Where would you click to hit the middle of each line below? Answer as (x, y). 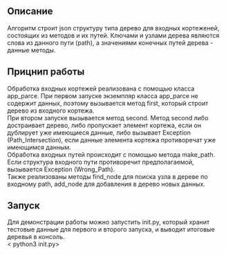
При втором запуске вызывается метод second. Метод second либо (108, 117)
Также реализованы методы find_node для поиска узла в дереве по (108, 176)
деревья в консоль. (36, 237)
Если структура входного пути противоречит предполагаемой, (101, 162)
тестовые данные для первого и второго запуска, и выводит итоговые (111, 229)
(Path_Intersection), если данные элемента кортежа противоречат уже (112, 140)
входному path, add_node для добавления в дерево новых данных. (106, 184)
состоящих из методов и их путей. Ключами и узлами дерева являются (113, 35)
